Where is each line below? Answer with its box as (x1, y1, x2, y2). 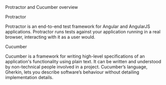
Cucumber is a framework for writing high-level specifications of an (5, 53, 145, 59)
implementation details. (5, 75, 54, 80)
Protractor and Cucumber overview (5, 4, 78, 10)
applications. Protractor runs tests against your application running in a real (5, 29, 160, 34)
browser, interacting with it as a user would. (5, 34, 95, 40)
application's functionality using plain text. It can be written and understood (5, 59, 161, 64)
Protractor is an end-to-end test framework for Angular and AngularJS (5, 23, 150, 29)
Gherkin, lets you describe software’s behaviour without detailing (5, 69, 139, 75)
